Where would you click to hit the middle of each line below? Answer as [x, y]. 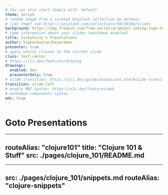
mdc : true [15, 98]
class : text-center [25, 56]
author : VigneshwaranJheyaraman [39, 42]
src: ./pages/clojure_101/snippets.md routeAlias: [82, 178]
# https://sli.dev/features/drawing [43, 61]
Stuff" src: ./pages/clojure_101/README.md [75, 155]
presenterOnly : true [31, 75]
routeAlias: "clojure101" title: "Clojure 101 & [74, 147]
